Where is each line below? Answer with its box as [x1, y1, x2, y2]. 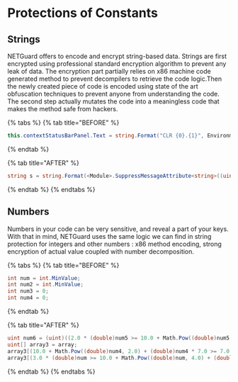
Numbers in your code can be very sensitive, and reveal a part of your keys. [7, 225, 229, 233]
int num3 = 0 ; [7, 288, 50, 295]
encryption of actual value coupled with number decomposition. [7, 247, 195, 256]
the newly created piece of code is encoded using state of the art [7, 82, 198, 90]
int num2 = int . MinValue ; [7, 281, 84, 288]
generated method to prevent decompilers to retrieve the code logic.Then [7, 74, 222, 83]
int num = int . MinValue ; [7, 274, 81, 281]
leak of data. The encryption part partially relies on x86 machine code [7, 67, 211, 75]
